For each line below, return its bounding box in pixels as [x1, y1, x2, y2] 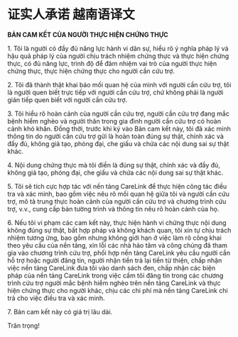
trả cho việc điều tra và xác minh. [7, 294, 105, 302]
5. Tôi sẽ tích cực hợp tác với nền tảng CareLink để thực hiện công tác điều [7, 182, 227, 190]
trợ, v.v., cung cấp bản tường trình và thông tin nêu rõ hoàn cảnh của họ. [7, 204, 220, 213]
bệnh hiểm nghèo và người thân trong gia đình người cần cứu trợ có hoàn [7, 116, 222, 125]
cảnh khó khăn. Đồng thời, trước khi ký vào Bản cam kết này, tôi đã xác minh [7, 124, 231, 133]
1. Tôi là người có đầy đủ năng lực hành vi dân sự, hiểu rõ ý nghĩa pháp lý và [7, 44, 229, 53]
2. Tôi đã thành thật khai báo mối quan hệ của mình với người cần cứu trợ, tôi [7, 80, 232, 89]
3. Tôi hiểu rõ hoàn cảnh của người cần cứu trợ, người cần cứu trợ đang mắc [7, 109, 229, 118]
